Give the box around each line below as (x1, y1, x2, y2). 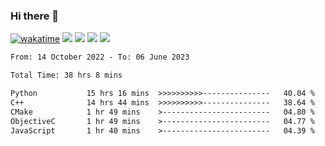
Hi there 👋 (10, 9, 60, 23)
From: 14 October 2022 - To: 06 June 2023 (10, 52, 190, 63)
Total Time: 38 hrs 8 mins (10, 70, 123, 81)
